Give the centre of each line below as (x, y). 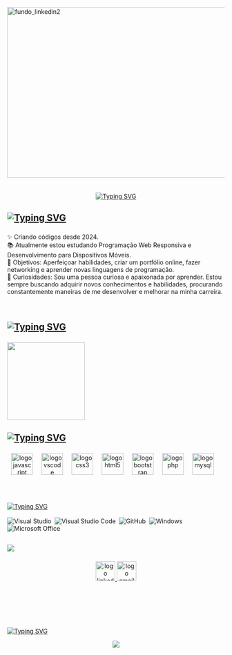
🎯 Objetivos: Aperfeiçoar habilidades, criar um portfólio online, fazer (104, 262)
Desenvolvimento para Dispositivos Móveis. (69, 255)
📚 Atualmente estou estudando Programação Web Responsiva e (99, 245)
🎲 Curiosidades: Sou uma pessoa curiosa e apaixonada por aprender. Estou (115, 277)
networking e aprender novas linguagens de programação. (91, 270)
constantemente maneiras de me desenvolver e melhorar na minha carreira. (115, 292)
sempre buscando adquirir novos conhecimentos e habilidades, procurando (115, 284)
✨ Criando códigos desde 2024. (53, 237)
